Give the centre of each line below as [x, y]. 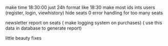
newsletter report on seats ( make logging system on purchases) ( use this [84, 23]
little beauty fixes [24, 38]
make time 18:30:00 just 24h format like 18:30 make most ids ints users [80, 7]
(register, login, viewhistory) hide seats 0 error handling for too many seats [84, 13]
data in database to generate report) [44, 28]
